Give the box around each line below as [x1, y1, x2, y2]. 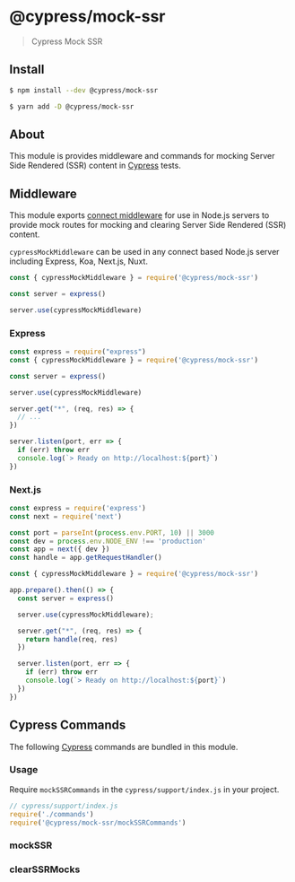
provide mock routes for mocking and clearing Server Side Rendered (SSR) [9, 220, 287, 231]
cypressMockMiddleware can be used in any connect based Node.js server [9, 247, 280, 258]
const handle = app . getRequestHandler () [9, 554, 163, 563]
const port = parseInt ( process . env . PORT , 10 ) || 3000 [9, 528, 215, 537]
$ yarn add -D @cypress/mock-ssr [9, 101, 134, 111]
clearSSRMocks [9, 863, 81, 876]
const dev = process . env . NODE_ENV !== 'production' [9, 537, 206, 546]
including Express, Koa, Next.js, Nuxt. [9, 256, 148, 266]
